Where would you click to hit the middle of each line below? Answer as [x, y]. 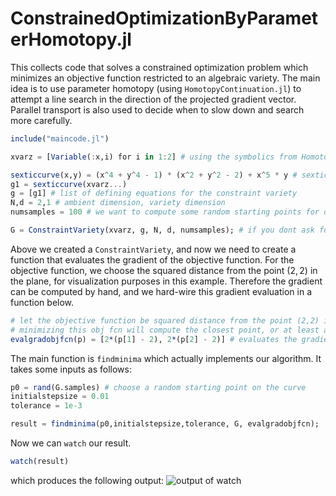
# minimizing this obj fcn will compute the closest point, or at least [165, 330]
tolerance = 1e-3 [46, 406]
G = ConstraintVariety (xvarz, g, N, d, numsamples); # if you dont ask [162, 230]
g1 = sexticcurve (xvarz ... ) [69, 184]
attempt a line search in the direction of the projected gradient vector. [153, 99]
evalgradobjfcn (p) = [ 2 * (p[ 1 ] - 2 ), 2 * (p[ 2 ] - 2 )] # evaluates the [154, 339]
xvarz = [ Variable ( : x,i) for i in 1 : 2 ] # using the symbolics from [154, 157]
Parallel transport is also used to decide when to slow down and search [157, 109]
